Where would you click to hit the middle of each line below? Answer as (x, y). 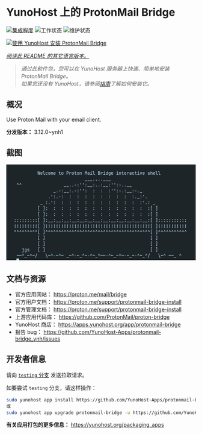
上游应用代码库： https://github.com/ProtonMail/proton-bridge (92, 316)
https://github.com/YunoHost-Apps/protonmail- (103, 332)
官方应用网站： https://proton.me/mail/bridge (71, 294)
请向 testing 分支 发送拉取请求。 (47, 375)
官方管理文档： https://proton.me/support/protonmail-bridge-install (98, 309)
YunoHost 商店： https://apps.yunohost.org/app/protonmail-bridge (98, 324)
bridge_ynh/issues (38, 339)
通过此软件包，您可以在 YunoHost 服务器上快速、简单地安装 (95, 68)
